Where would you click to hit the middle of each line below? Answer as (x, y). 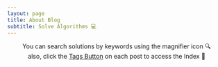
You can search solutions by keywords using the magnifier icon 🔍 (117, 46)
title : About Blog (34, 20)
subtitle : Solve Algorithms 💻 (52, 26)
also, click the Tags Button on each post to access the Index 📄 (117, 57)
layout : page (26, 13)
